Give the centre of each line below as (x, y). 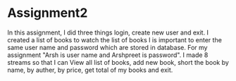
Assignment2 (48, 13)
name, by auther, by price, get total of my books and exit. (90, 70)
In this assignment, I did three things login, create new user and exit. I (108, 32)
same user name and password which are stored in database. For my (107, 47)
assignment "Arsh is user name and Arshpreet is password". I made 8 (108, 55)
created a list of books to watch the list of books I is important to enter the (114, 39)
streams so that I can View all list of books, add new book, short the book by (118, 62)
